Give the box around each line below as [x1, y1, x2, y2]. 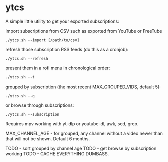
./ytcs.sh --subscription [5, 112, 59, 117]
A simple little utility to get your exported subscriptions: [5, 18, 119, 24]
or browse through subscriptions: [5, 102, 74, 108]
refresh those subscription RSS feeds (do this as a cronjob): [5, 46, 129, 52]
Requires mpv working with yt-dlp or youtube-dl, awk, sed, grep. [5, 120, 139, 127]
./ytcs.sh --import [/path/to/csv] [5, 37, 80, 43]
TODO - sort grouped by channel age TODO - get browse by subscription [5, 145, 157, 151]
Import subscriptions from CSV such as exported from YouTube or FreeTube [5, 28, 162, 34]
